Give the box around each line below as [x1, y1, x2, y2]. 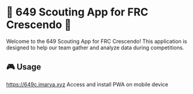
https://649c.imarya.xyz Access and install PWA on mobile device [6, 80, 169, 88]
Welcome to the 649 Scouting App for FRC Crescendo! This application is [6, 37, 187, 45]
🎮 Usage [6, 62, 41, 72]
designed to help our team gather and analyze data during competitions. [6, 44, 184, 51]
